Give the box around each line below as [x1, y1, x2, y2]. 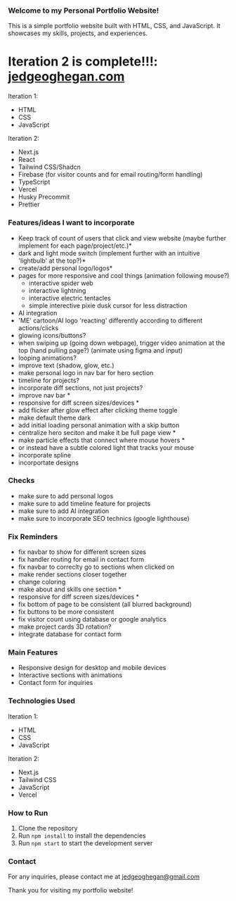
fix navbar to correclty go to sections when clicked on [18, 562, 175, 572]
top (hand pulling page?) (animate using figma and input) [18, 346, 183, 354]
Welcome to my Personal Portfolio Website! [8, 6, 159, 15]
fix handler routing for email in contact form [18, 555, 145, 564]
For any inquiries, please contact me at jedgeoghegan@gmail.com [8, 872, 200, 881]
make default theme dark [18, 413, 91, 422]
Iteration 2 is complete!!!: [8, 53, 158, 70]
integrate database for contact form [18, 630, 122, 638]
